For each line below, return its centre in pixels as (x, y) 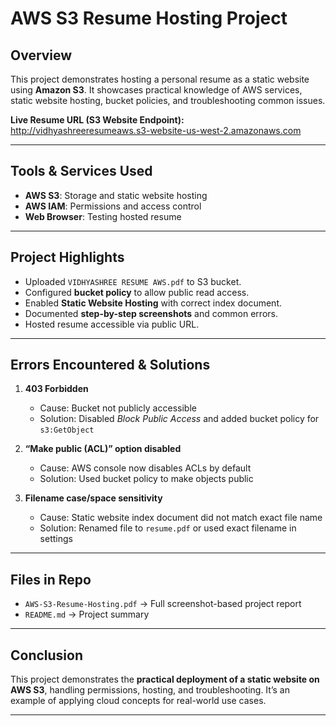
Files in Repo (51, 579)
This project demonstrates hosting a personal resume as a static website (160, 79)
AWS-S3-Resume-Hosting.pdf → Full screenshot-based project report (163, 604)
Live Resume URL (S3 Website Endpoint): (97, 120)
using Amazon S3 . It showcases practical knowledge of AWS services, (156, 90)
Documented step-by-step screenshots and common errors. (151, 313)
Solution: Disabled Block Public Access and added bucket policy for (179, 419)
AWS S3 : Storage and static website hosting (116, 195)
